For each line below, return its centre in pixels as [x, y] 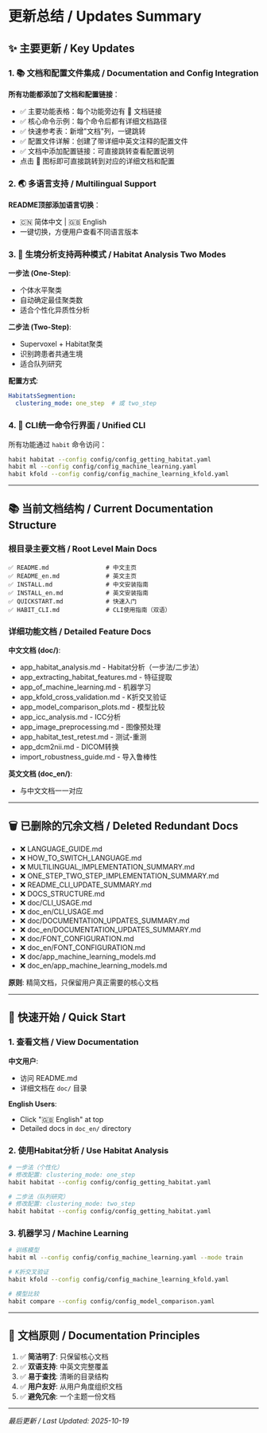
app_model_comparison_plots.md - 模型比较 [92, 707]
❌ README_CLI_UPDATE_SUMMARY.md [86, 885]
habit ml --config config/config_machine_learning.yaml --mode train [126, 1258]
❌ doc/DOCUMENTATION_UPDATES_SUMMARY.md [104, 921]
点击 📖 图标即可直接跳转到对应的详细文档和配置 [97, 161]
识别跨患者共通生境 [51, 354]
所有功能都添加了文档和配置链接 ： [64, 94]
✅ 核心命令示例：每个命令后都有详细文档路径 [93, 121]
